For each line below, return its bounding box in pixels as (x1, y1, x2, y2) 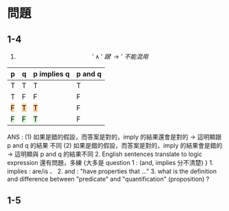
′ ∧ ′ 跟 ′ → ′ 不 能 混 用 (92, 52, 149, 60)
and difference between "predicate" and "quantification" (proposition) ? (7, 175, 210, 183)
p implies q (33, 69, 70, 78)
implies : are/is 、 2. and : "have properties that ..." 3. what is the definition (7, 167, 217, 175)
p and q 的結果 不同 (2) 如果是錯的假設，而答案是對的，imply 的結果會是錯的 (7, 142, 223, 149)
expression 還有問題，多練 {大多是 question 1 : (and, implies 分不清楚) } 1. (7, 159, 214, 166)
